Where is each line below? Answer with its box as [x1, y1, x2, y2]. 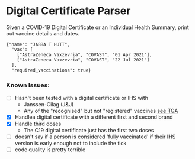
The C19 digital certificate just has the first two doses [23, 127, 154, 134]
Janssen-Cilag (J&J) [23, 101, 74, 108]
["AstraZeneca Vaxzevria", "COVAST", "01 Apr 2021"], [17, 51, 152, 57]
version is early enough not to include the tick [14, 140, 127, 147]
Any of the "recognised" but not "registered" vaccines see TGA [23, 108, 178, 115]
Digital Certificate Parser [6, 4, 131, 18]
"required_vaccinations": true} [11, 67, 92, 73]
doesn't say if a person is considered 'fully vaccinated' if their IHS [14, 133, 176, 140]
